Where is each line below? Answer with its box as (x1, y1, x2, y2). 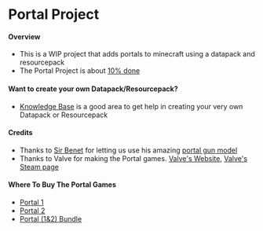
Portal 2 (19, 206, 46, 215)
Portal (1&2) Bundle (19, 214, 82, 223)
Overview (8, 31, 41, 41)
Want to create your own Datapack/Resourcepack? (8, 84, 178, 93)
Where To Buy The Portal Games (8, 180, 116, 189)
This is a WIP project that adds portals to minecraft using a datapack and (19, 49, 255, 59)
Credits (8, 128, 33, 137)
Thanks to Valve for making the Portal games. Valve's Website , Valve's (19, 153, 248, 163)
